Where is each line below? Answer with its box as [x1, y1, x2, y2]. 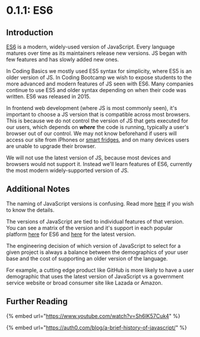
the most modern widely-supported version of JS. [6, 167, 130, 174]
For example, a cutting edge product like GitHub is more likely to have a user [6, 266, 194, 274]
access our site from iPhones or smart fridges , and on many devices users [6, 136, 190, 143]
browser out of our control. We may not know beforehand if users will [6, 130, 177, 137]
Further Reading [6, 296, 68, 307]
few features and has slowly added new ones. [6, 56, 119, 63]
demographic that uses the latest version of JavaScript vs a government [6, 272, 184, 280]
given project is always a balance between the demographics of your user [6, 249, 189, 256]
